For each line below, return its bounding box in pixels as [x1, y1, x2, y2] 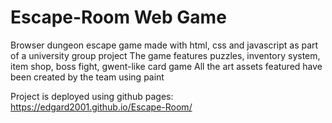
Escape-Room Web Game [10, 6, 227, 29]
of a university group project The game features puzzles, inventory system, [10, 49, 321, 61]
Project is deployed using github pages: [10, 90, 174, 102]
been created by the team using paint [10, 71, 165, 83]
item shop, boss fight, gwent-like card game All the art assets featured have [10, 60, 323, 72]
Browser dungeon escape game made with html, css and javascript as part [10, 39, 319, 51]
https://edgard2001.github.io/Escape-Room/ [10, 101, 193, 113]
